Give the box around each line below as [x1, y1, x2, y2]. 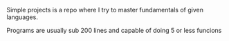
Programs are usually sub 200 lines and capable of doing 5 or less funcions [6, 27, 222, 34]
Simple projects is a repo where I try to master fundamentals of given [6, 6, 203, 14]
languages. [6, 13, 39, 21]
